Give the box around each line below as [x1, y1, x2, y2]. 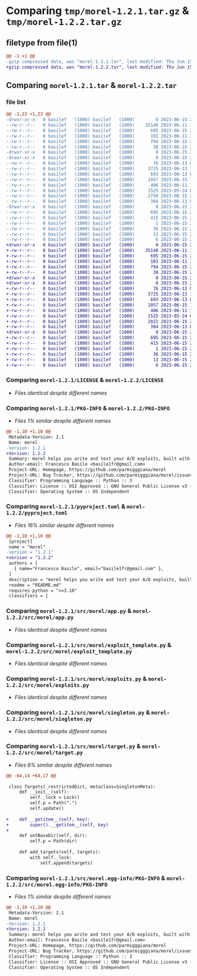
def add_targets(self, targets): [19, 849, 101, 855]
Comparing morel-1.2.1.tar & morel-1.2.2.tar [6, 80, 177, 90]
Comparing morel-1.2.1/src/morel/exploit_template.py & [6, 640, 172, 649]
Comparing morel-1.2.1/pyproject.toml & [6, 503, 126, 511]
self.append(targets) [40, 860, 93, 866]
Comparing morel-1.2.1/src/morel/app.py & [6, 607, 132, 615]
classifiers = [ [8, 593, 49, 599]
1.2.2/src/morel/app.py [6, 614, 74, 621]
